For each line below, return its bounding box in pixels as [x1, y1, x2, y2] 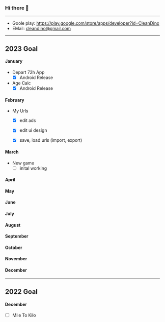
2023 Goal [5, 44, 38, 53]
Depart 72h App [12, 69, 45, 75]
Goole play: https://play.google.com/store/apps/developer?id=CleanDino [12, 20, 160, 26]
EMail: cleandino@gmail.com [12, 26, 71, 32]
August [5, 222, 21, 228]
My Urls [12, 108, 28, 114]
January [5, 58, 23, 64]
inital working [19, 165, 47, 171]
